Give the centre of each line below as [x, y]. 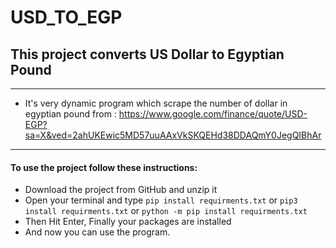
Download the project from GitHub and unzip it [121, 190]
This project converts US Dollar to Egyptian [147, 54]
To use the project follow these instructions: [104, 167]
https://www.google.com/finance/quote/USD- [213, 114]
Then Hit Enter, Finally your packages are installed [128, 222]
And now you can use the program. [97, 232]
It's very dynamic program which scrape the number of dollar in [156, 103]
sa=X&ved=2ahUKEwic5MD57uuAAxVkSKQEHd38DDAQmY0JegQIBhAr [173, 135]
